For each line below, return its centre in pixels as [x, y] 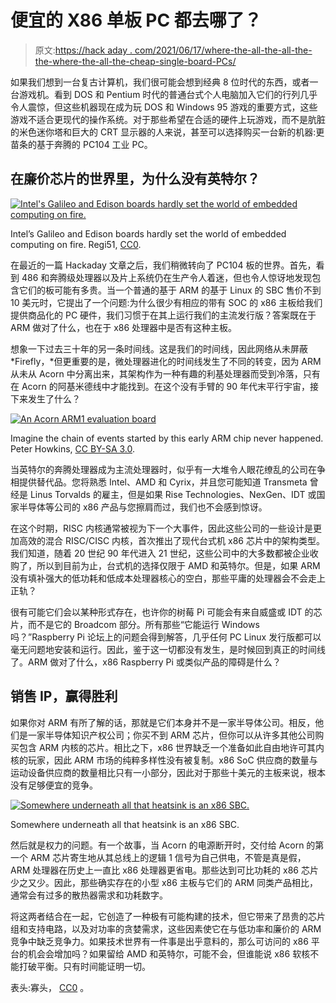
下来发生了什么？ [45, 398]
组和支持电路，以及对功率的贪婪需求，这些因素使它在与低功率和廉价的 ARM [166, 928]
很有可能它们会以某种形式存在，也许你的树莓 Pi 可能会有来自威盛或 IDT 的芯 [166, 612]
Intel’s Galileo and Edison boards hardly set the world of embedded [148, 233]
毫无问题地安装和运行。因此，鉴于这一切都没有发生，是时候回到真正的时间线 [168, 649]
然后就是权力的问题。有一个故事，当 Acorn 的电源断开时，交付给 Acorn [157, 845]
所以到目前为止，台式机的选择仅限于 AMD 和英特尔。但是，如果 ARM [178, 565]
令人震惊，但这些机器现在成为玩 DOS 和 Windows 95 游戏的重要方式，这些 [164, 107]
